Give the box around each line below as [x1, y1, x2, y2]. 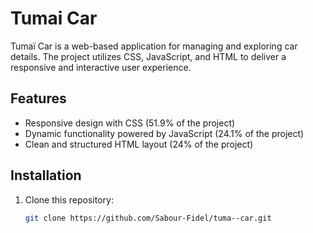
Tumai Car [10, 7, 98, 30]
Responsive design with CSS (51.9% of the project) [24, 117, 236, 129]
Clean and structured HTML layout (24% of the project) [24, 138, 254, 150]
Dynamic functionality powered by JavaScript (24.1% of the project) [24, 127, 305, 139]
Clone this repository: [24, 193, 114, 206]
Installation [10, 167, 82, 184]
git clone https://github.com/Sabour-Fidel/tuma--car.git [24, 213, 272, 223]
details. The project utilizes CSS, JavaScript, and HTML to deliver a [10, 50, 287, 62]
